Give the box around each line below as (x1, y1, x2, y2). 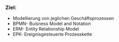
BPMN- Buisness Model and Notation (12, 20, 91, 26)
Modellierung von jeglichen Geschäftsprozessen (12, 15, 114, 21)
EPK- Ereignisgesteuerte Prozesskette (12, 31, 93, 37)
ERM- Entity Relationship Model (12, 26, 79, 32)
